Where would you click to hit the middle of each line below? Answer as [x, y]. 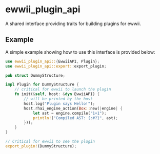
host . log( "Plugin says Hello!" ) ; [59, 103]
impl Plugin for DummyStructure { [42, 85]
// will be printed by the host [58, 99]
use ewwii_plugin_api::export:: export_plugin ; [56, 66]
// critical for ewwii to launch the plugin [63, 90]
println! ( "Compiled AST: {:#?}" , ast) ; [75, 118]
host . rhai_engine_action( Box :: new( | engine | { [73, 108]
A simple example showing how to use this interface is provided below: [80, 52]
